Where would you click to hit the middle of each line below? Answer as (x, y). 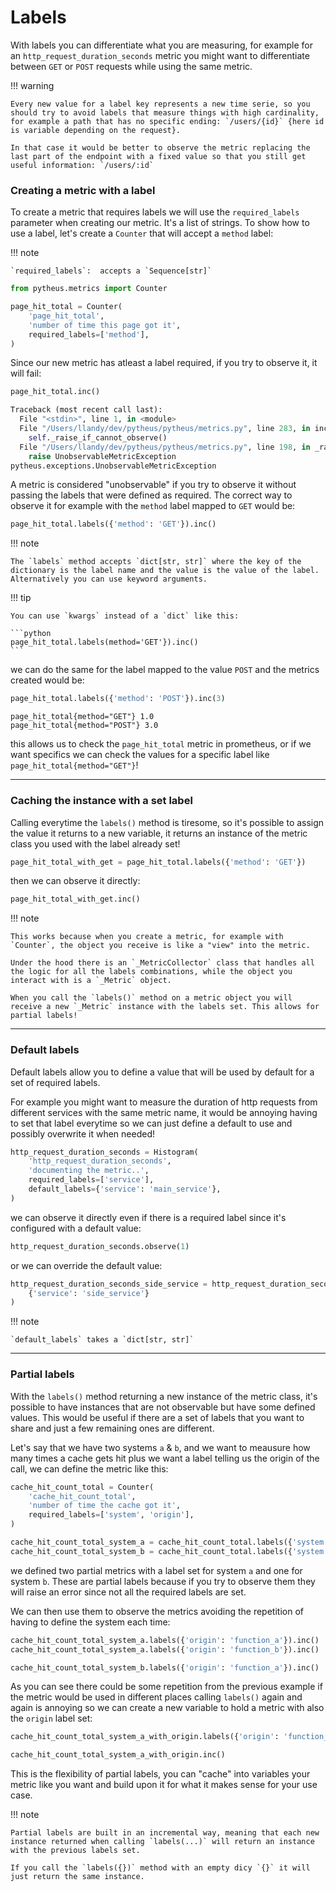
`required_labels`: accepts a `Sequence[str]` (111, 271)
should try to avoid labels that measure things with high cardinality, (165, 112)
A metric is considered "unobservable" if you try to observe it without (153, 485)
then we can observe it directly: (75, 881)
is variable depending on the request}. (96, 130)
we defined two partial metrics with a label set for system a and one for (156, 1570)
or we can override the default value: (86, 1265)
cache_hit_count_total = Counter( (82, 1487)
